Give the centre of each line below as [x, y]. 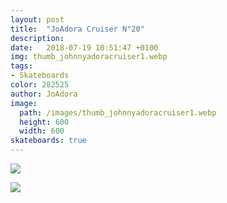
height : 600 [44, 122]
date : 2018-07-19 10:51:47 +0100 [84, 47]
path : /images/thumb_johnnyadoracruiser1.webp [118, 112]
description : [37, 38]
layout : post [37, 19]
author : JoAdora [44, 94]
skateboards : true [48, 141]
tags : [21, 66]
